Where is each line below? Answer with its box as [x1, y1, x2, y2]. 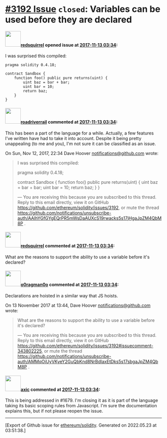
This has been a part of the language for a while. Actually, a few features [5, 130, 154, 136]
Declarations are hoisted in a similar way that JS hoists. [5, 293, 118, 298]
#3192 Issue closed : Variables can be [5, 3, 161, 15]
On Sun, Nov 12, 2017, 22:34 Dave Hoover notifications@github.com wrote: [5, 150, 159, 156]
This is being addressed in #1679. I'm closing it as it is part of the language [5, 397, 158, 403]
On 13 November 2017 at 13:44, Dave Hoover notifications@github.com [5, 302, 151, 308]
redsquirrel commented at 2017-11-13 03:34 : [20, 243, 115, 249]
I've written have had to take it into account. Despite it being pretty [5, 135, 142, 141]
